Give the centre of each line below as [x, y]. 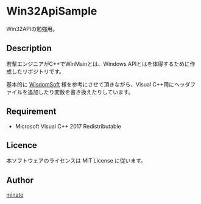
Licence [22, 145]
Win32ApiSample [52, 11]
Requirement [31, 112]
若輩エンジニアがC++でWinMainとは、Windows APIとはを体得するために [98, 64]
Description [29, 48]
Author [20, 180]
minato [15, 195]
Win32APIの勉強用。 [32, 29]
